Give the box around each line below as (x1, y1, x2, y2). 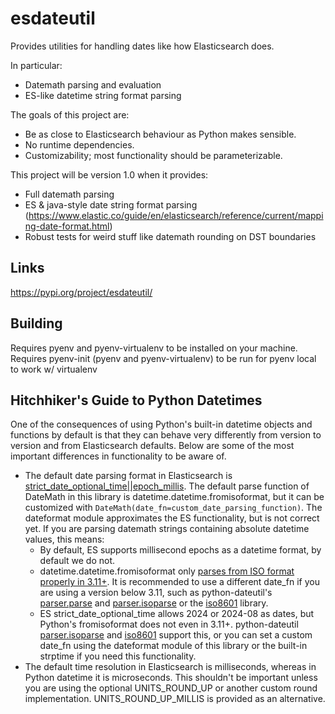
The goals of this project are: (10, 108, 130, 121)
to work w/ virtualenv (10, 363, 98, 375)
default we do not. (39, 555, 116, 567)
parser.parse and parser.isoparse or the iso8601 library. (39, 597, 269, 609)
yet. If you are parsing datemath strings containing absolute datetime (24, 523, 310, 535)
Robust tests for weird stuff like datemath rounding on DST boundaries (24, 230, 317, 242)
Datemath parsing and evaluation (24, 78, 162, 91)
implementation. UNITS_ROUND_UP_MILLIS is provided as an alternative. (24, 693, 326, 705)
